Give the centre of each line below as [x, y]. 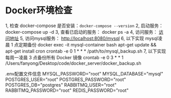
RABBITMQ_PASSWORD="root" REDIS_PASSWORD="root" [67, 90]
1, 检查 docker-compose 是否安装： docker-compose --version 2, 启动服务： [84, 26]
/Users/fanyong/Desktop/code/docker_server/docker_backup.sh [73, 63]
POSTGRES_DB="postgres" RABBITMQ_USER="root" [61, 85]
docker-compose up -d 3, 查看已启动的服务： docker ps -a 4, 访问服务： [82, 32]
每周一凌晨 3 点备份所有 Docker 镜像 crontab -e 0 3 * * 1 [64, 57]
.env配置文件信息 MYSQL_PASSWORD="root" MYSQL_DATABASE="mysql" [84, 73]
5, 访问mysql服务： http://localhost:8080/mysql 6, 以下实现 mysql [89, 38]
